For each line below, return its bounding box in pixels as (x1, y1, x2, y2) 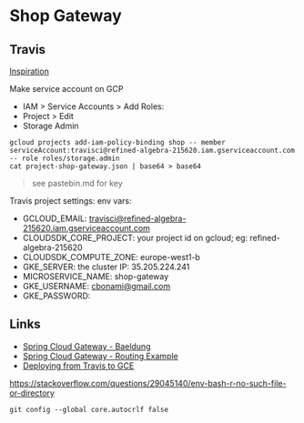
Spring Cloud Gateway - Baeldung (22, 340, 151, 351)
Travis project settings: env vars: (9, 196, 132, 206)
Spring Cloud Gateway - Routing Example (22, 350, 179, 361)
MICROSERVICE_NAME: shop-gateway (22, 271, 169, 282)
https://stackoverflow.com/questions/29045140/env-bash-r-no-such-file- (9, 378, 287, 388)
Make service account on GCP (9, 84, 124, 94)
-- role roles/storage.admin (9, 154, 120, 163)
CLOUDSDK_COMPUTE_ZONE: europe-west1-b (22, 252, 200, 262)
